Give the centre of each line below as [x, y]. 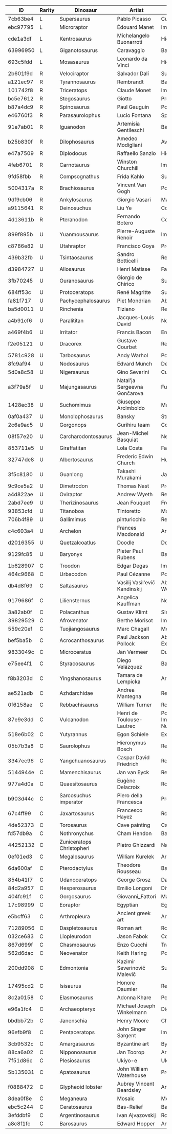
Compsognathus [80, 176]
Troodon [70, 566]
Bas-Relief [130, 1107]
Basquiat [127, 440]
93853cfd [20, 511]
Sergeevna [130, 387]
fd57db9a [20, 833]
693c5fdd [20, 62]
